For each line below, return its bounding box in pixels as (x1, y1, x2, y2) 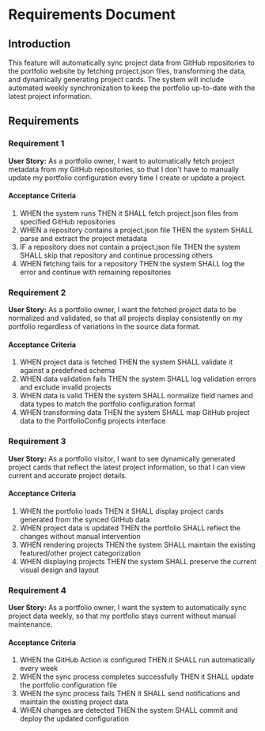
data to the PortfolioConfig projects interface (19, 416, 166, 426)
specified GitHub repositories (19, 217, 116, 226)
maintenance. (8, 620, 53, 629)
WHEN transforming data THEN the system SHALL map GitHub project (19, 408, 251, 417)
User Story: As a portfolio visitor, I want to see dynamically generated (8, 454, 236, 463)
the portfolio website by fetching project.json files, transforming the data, (8, 66, 247, 76)
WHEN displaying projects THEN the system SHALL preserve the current (19, 556, 257, 566)
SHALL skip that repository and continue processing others (19, 251, 214, 260)
